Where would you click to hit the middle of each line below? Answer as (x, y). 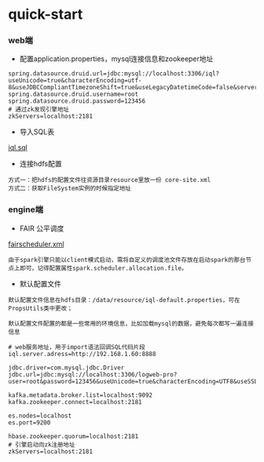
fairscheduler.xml (36, 244)
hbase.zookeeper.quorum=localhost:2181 (73, 436)
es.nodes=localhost (40, 416)
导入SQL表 (37, 132)
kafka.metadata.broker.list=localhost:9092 (81, 395)
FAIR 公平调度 (42, 228)
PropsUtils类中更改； (40, 308)
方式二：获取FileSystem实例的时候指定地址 (70, 189)
